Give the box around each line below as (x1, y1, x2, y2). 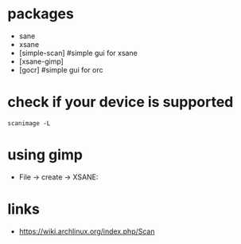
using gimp (7, 146, 83, 164)
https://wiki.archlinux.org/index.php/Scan (18, 226, 155, 236)
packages (7, 5, 75, 23)
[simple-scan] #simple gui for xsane (18, 48, 138, 57)
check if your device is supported (7, 93, 234, 112)
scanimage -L (7, 119, 51, 128)
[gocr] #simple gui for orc (18, 65, 104, 74)
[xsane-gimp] (18, 57, 64, 66)
